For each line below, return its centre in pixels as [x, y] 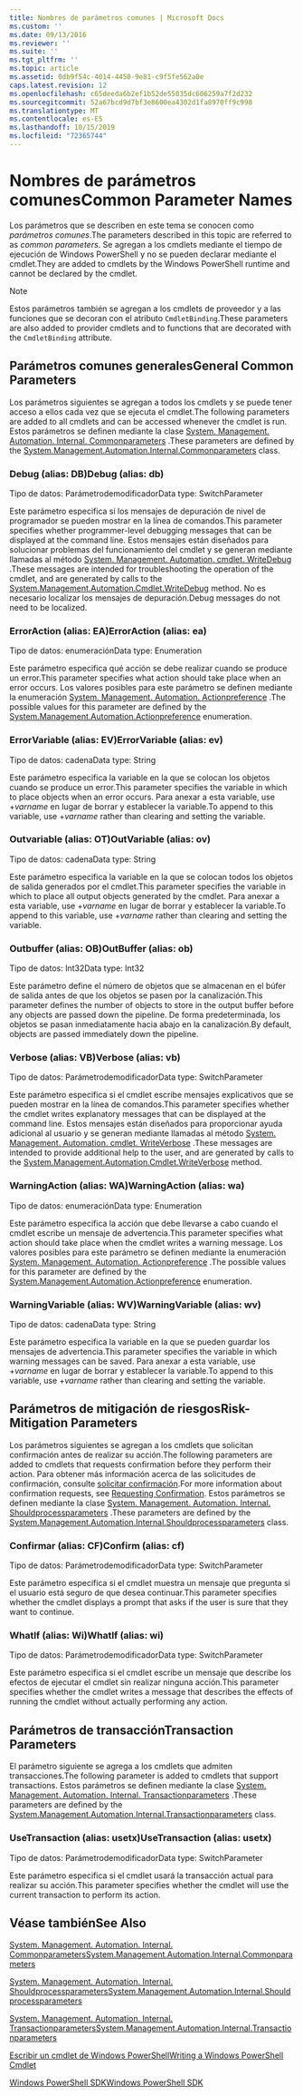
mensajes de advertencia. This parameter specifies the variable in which [143, 1352]
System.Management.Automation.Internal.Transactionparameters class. [143, 1815]
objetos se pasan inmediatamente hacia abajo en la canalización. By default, [151, 1024]
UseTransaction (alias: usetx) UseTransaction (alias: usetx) [141, 1838]
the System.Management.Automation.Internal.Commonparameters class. [145, 450]
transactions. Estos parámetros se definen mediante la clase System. [138, 1786]
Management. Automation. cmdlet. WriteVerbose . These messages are [141, 1143]
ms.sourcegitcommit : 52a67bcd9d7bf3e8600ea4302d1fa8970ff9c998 [131, 102]
